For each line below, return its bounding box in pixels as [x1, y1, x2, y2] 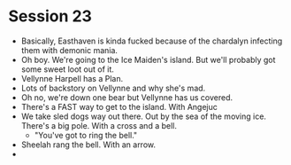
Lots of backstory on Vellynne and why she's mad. [20, 82, 206, 93]
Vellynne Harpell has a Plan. [20, 73, 124, 83]
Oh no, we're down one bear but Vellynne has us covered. [20, 91, 234, 103]
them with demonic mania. [20, 44, 119, 55]
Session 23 [8, 6, 92, 27]
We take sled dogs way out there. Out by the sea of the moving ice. [20, 111, 267, 122]
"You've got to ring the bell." [34, 130, 138, 140]
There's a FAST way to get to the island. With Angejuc [20, 101, 218, 112]
